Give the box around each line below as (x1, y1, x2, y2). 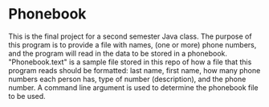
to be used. (8, 91, 46, 101)
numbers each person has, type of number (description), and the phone (8, 74, 247, 84)
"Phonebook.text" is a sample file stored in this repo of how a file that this (8, 57, 252, 67)
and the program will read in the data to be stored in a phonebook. (8, 48, 227, 58)
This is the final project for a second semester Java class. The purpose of (8, 31, 252, 41)
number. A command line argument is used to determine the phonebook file (8, 82, 259, 93)
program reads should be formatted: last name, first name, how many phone (8, 65, 261, 75)
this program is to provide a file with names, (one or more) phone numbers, (8, 39, 257, 49)
